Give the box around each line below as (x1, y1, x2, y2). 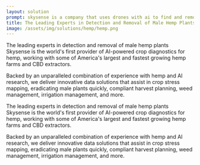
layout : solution (6, 8, 49, 15)
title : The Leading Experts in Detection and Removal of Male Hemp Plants (6, 20, 196, 26)
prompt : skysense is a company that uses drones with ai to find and (6, 14, 183, 20)
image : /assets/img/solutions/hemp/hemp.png (6, 25, 118, 32)
